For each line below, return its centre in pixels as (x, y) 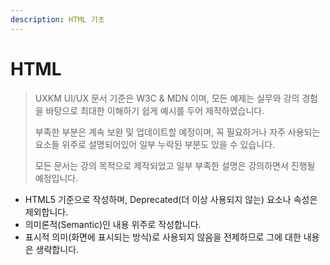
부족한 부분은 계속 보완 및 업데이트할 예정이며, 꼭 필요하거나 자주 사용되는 (177, 132)
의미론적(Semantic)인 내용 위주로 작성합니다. (113, 224)
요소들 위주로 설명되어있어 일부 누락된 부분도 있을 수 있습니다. (155, 144)
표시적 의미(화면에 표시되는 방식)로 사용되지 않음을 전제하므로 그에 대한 (163, 237)
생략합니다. (57, 249)
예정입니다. (56, 178)
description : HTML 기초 (57, 19)
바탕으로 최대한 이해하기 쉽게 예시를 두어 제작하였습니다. (155, 110)
